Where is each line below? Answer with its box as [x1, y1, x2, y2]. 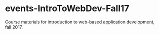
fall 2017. [5, 24, 23, 30]
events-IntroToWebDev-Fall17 [5, 3, 129, 14]
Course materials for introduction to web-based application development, [5, 19, 155, 25]
